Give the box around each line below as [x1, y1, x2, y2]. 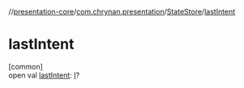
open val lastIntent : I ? [8, 70, 79, 80]
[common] [8, 61, 43, 71]
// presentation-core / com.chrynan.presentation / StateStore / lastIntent [8, 7, 236, 16]
